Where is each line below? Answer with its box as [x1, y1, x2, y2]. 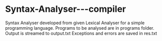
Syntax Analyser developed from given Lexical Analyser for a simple [5, 20, 145, 26]
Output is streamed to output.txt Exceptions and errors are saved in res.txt [5, 30, 158, 36]
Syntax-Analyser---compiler [5, 3, 126, 15]
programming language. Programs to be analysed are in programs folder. [5, 25, 155, 31]
